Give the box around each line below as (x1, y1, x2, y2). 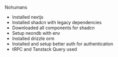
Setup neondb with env (12, 30, 61, 36)
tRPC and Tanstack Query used (12, 46, 77, 52)
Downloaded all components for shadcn (12, 25, 95, 31)
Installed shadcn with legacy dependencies (12, 20, 102, 25)
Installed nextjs (12, 14, 44, 20)
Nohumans (5, 5, 28, 10)
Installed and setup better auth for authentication (12, 41, 113, 47)
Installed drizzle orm (12, 35, 55, 41)
